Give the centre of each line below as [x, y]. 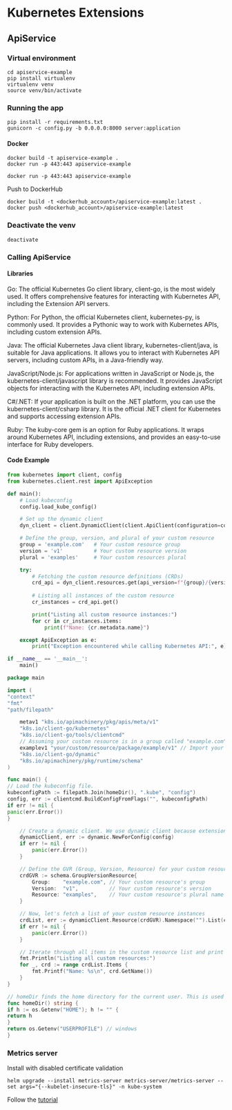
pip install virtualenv [41, 78]
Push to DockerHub [35, 189]
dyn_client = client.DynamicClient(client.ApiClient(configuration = [120, 526]
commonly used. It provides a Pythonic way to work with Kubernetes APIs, [113, 324]
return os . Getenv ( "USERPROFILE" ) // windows [72, 1029]
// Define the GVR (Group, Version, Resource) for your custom [113, 869]
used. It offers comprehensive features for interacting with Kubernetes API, [114, 296]
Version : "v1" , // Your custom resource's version [122, 888]
